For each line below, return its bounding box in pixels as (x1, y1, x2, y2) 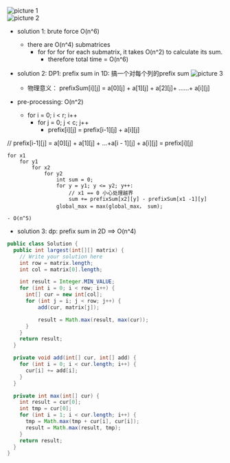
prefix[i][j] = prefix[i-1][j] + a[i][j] (47, 126, 140, 133)
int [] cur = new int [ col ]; (25, 291, 103, 299)
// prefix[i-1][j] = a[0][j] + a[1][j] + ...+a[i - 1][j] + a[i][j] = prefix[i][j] (7, 139, 194, 147)
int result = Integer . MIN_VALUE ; (19, 279, 115, 286)
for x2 (32, 164, 51, 171)
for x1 (7, 152, 26, 159)
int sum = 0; (56, 176, 94, 183)
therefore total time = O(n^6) (47, 55, 129, 63)
